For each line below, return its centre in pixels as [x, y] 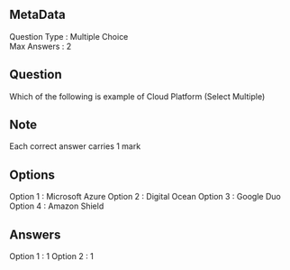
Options [32, 175]
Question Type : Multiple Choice [69, 36]
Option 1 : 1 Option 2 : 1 [52, 256]
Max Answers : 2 [41, 46]
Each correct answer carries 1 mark [75, 146]
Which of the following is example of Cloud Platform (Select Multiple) [137, 96]
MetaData [37, 15]
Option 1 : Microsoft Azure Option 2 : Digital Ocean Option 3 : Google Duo [145, 197]
